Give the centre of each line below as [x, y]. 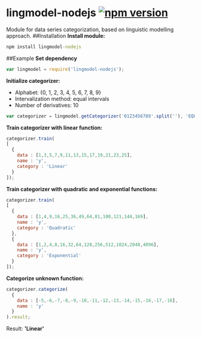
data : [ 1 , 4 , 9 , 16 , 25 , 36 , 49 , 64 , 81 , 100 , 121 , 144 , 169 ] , [83, 217]
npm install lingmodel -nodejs [44, 47]
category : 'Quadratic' [47, 228]
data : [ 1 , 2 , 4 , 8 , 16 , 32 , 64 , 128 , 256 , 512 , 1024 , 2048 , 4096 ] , [88, 245]
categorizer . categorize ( [37, 289]
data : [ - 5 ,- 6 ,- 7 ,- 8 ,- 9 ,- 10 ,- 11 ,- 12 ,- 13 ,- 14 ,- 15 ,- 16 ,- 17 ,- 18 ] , [98, 300]
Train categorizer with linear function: [54, 127]
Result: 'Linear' [25, 329]
